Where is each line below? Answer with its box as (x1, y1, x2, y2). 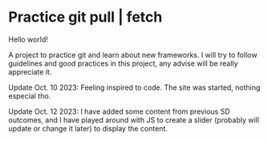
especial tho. (8, 91, 51, 100)
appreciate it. (8, 66, 52, 76)
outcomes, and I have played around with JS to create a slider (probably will (8, 115, 259, 124)
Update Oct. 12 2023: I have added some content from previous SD (8, 107, 230, 116)
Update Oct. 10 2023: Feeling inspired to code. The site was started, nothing (8, 83, 261, 92)
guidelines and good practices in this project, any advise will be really (8, 58, 238, 68)
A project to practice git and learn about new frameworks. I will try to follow (8, 50, 258, 59)
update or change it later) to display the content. (8, 123, 169, 133)
